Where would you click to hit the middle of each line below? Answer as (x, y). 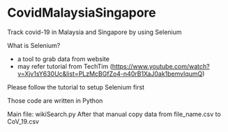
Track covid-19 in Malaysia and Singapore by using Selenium (94, 32)
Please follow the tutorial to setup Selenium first (76, 87)
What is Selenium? (34, 45)
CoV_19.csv (23, 121)
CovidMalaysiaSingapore (82, 13)
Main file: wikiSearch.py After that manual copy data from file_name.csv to (114, 114)
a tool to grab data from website (63, 59)
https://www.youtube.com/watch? (161, 66)
